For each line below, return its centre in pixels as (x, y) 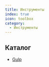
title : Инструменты (25, 10)
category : (15, 23)
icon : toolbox (19, 19)
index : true (17, 14)
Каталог (18, 48)
